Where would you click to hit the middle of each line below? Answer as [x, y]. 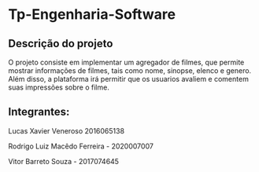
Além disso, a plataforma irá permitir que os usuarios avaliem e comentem [129, 79]
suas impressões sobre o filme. [59, 87]
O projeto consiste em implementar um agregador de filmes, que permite [126, 62]
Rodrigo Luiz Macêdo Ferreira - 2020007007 [81, 146]
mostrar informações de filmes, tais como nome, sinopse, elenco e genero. [130, 71]
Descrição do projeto [61, 44]
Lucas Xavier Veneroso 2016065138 [66, 130]
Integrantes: [39, 112]
